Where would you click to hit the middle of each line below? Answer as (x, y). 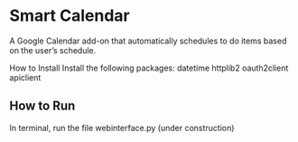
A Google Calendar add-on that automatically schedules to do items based (148, 41)
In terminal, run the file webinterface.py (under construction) (122, 128)
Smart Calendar (70, 16)
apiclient (25, 77)
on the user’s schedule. (53, 50)
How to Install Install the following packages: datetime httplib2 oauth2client (149, 68)
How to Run (42, 106)
